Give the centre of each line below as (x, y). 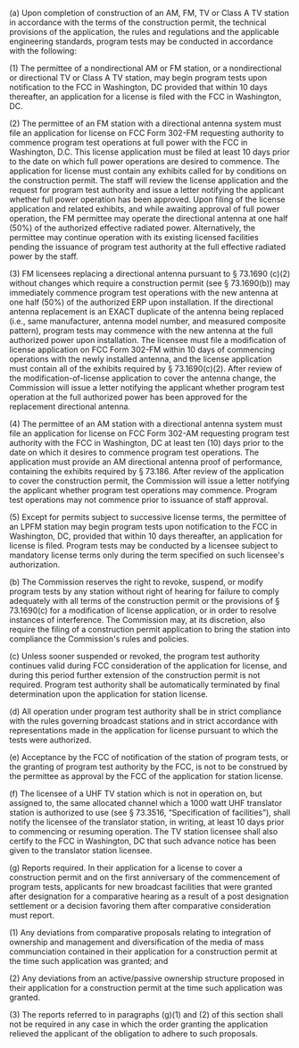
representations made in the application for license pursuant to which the (144, 730)
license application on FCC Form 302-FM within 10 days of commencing (142, 349)
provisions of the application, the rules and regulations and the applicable (144, 32)
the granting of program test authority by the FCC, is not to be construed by (149, 767)
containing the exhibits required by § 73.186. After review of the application (146, 471)
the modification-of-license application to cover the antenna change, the (143, 378)
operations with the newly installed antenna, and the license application (141, 359)
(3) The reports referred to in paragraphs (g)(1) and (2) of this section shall (146, 1014)
